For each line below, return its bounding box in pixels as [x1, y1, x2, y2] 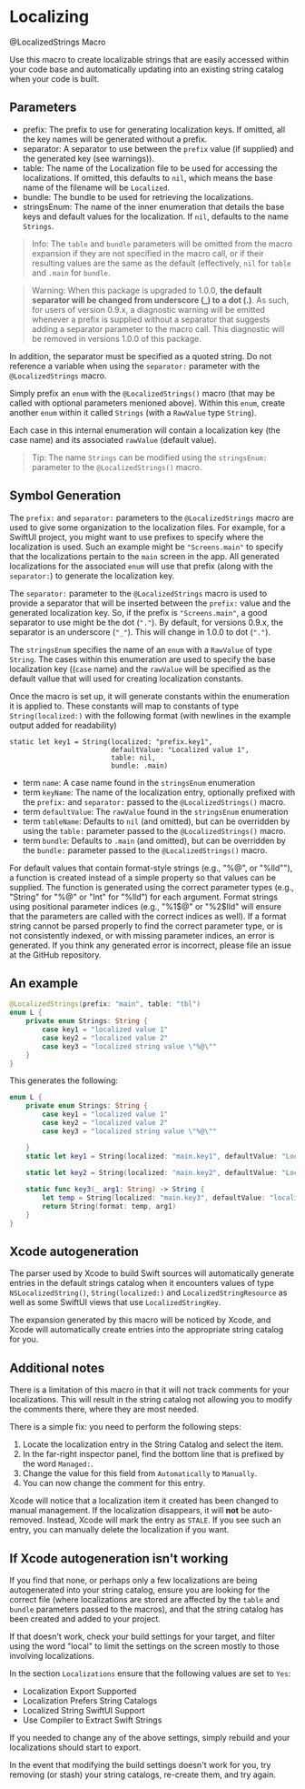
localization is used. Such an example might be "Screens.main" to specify [9, 541, 284, 552]
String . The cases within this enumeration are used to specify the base [9, 653, 276, 665]
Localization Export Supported [22, 1685, 137, 1697]
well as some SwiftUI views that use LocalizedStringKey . [9, 1297, 221, 1308]
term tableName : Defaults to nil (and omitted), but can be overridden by [22, 816, 290, 827]
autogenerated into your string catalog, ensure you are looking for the [9, 1584, 271, 1595]
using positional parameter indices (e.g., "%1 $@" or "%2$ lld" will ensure [9, 900, 282, 911]
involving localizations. [9, 1651, 95, 1662]
